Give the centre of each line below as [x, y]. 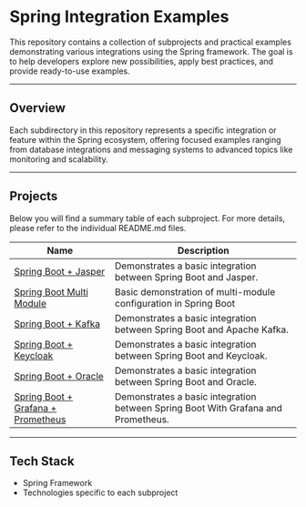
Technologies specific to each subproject [100, 492]
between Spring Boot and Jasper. [186, 277]
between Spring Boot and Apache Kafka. [202, 330]
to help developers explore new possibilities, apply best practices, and [142, 61]
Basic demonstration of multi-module [195, 291]
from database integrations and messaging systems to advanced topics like [151, 149]
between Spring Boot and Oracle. [186, 381]
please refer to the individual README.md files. [98, 228]
